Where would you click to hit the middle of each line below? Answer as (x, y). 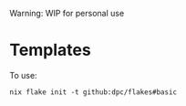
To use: (24, 75)
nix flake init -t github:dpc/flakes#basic (93, 92)
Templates (50, 50)
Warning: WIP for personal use (67, 13)
